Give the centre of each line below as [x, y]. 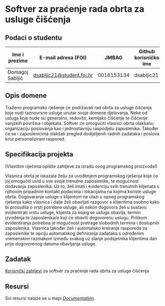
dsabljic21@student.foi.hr [63, 75]
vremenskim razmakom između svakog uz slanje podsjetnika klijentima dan [81, 238]
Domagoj [18, 72]
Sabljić [15, 78]
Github [147, 51]
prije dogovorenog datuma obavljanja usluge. [51, 244]
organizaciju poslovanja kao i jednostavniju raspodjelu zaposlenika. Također [82, 128]
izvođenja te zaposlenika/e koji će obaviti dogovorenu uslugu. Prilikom [76, 217]
